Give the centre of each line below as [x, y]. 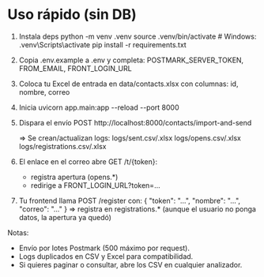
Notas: [18, 232]
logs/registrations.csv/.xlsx [62, 146]
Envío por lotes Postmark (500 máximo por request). [104, 248]
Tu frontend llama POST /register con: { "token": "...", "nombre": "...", [130, 200]
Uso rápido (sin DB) [72, 15]
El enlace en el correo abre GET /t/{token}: [88, 161]
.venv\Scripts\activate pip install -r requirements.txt [102, 44]
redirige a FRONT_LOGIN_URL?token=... [95, 185]
